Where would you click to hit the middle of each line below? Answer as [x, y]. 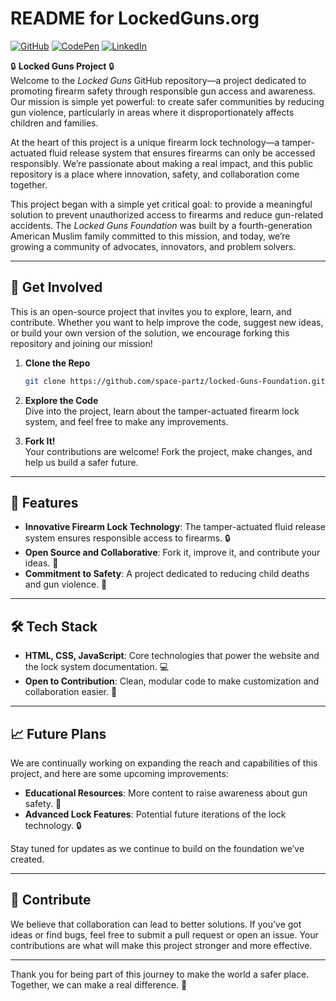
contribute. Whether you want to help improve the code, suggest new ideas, [167, 322]
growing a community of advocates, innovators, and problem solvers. [153, 246]
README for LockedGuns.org [135, 18]
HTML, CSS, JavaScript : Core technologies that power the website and [172, 656]
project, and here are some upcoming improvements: [119, 774]
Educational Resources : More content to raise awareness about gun [166, 793]
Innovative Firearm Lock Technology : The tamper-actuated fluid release [175, 527]
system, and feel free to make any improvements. [126, 421]
